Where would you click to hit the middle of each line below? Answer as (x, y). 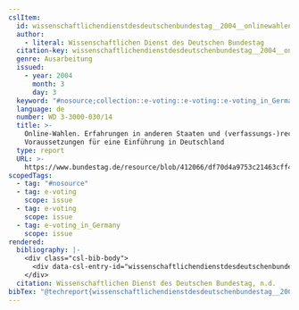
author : (31, 34)
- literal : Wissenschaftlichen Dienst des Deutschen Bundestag (145, 42)
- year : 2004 (49, 76)
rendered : (27, 242)
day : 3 (44, 92)
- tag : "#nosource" (53, 184)
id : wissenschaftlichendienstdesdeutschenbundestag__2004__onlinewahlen (154, 26)
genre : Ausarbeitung (54, 59)
